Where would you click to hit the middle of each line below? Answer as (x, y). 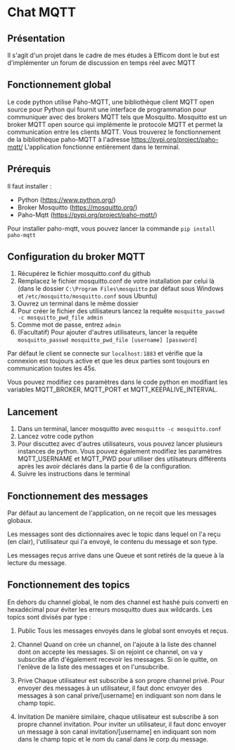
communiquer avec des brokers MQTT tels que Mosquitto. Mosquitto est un (117, 116)
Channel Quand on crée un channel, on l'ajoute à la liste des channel (117, 644)
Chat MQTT (42, 12)
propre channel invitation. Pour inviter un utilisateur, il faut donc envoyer (122, 724)
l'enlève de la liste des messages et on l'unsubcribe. (93, 667)
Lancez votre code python (56, 436)
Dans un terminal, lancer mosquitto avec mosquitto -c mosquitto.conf (119, 429)
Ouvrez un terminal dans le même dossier (78, 303)
